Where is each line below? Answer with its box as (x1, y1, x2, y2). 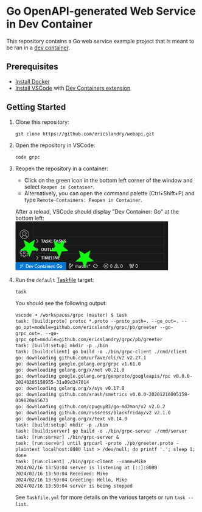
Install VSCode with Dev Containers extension (15, 84, 131, 92)
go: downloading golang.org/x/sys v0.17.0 (15, 385, 125, 391)
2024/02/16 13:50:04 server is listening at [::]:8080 (15, 464, 158, 471)
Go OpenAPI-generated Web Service (6, 4, 196, 18)
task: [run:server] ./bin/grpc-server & (15, 434, 119, 440)
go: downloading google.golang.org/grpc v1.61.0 (15, 361, 141, 367)
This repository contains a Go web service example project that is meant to (6, 37, 195, 45)
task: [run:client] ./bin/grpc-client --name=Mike (15, 458, 147, 464)
